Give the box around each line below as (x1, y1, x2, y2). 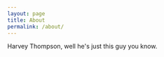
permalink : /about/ (7, 23, 64, 30)
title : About (7, 17, 46, 24)
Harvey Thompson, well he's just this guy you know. (7, 42, 158, 51)
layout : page (7, 10, 46, 17)
